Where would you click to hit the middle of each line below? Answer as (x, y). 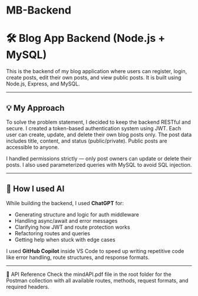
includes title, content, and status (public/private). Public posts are (87, 141)
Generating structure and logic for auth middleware (77, 214)
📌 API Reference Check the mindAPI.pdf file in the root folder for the (89, 274)
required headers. (28, 287)
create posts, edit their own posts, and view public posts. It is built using (94, 78)
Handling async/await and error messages (66, 221)
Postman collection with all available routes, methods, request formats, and (97, 280)
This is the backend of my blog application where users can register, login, (97, 71)
